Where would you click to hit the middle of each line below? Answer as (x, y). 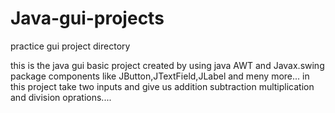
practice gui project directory (70, 46)
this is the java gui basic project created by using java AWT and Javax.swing (167, 65)
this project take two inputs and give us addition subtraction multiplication (162, 86)
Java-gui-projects (87, 18)
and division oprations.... (61, 97)
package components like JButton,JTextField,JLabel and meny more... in (160, 76)
